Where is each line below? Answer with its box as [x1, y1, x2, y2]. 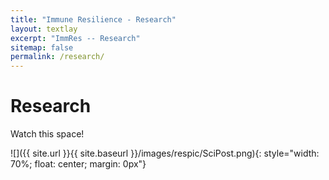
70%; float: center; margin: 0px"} [10, 158, 147, 170]
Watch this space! [10, 128, 85, 140]
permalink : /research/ [10, 52, 105, 62]
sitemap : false [10, 42, 74, 53]
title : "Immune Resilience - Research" [10, 14, 177, 25]
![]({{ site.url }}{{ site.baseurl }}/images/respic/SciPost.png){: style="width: [10, 147, 320, 160]
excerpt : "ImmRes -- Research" [10, 33, 141, 43]
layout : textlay [10, 24, 78, 34]
